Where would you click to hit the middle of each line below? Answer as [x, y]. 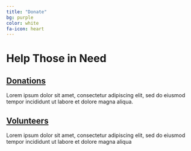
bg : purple [20, 18]
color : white [23, 23]
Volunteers [27, 120]
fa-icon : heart [25, 29]
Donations [26, 81]
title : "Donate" [27, 12]
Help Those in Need [56, 59]
